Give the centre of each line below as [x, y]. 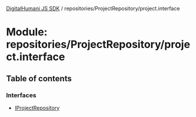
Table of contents [39, 78]
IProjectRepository [37, 108]
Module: [27, 32]
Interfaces [21, 95]
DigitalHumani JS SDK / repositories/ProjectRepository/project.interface [93, 8]
